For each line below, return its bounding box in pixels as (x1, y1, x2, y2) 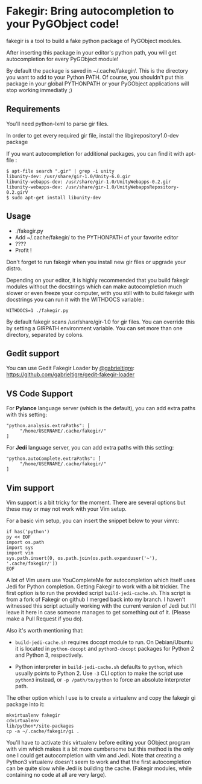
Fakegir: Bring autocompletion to (6, 4, 174, 18)
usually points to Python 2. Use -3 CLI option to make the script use (14, 669, 183, 677)
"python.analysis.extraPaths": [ (6, 423, 90, 429)
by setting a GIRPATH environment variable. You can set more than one (6, 324, 183, 331)
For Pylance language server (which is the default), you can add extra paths (6, 405, 196, 412)
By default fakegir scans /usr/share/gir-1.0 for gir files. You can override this (6, 318, 195, 325)
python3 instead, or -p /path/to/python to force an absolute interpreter (14, 676, 191, 683)
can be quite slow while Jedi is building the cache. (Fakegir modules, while (6, 765, 192, 772)
